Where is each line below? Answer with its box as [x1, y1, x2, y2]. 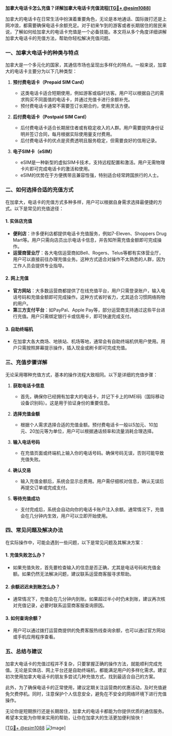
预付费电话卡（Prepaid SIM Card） [12, 79, 87, 85]
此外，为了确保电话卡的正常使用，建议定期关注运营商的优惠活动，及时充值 [5, 684, 162, 690]
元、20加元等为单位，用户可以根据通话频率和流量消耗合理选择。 [20, 428, 156, 434]
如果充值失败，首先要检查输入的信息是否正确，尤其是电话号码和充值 [12, 565, 157, 570]
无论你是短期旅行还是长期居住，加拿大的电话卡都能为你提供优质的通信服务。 [5, 708, 167, 714]
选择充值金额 [12, 411, 40, 417]
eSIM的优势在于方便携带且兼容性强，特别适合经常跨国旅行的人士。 [20, 172, 162, 179]
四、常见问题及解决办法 [5, 527, 63, 534]
